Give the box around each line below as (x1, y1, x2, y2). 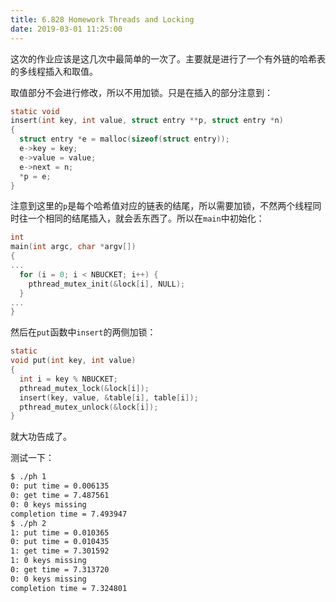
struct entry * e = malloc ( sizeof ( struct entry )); (19, 134, 230, 145)
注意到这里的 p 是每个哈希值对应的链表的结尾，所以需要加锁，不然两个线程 (10, 200, 313, 212)
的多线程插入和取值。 (10, 65, 98, 77)
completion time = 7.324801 (10, 583, 128, 593)
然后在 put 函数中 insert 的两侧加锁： (10, 326, 157, 338)
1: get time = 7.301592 (10, 546, 110, 556)
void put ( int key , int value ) (10, 356, 137, 366)
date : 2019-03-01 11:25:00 (10, 24, 123, 34)
